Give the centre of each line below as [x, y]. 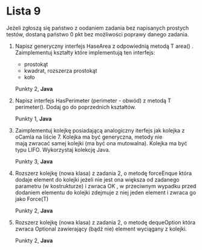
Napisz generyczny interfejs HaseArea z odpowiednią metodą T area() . [104, 46]
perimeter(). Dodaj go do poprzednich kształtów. [75, 107]
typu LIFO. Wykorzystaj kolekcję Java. [63, 150]
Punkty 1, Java [33, 119]
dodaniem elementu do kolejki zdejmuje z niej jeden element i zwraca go [106, 192]
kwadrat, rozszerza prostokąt [61, 70]
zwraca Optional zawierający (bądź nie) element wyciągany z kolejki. [101, 229]
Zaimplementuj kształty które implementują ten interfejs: [85, 52]
